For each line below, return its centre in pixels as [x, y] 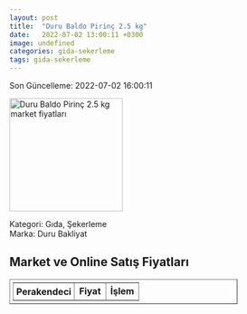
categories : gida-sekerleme [62, 52]
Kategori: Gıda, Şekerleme [58, 224]
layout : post [34, 18]
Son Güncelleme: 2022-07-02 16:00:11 [81, 86]
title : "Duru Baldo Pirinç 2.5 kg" [78, 26]
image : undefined [42, 43]
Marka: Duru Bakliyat [48, 233]
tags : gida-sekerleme [50, 60]
